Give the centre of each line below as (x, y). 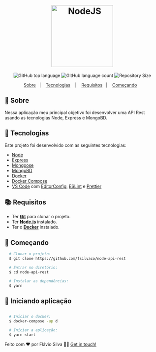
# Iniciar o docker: (30, 317)
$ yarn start (22, 335)
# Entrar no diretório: (33, 267)
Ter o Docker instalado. (35, 227)
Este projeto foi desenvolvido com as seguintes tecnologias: (65, 145)
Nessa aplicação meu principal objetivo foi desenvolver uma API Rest (75, 112)
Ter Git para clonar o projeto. (41, 217)
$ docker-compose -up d (33, 321)
